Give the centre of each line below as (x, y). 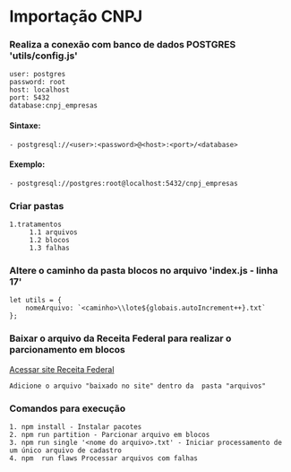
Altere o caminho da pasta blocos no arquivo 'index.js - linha (144, 271)
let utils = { (36, 301)
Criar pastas (37, 205)
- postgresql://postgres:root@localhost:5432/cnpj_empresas (124, 183)
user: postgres (38, 74)
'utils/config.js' (43, 56)
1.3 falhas (49, 249)
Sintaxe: (25, 126)
